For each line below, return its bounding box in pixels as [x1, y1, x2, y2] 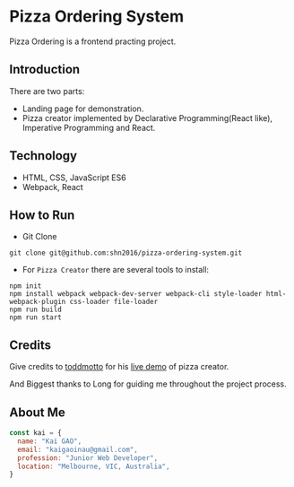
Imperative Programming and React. [22, 122, 156, 133]
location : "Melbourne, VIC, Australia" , [17, 462, 170, 471]
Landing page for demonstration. [22, 103, 144, 114]
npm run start [9, 313, 63, 322]
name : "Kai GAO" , [17, 437, 82, 446]
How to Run [9, 207, 75, 222]
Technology [9, 148, 78, 163]
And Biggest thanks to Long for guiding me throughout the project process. [9, 378, 287, 389]
